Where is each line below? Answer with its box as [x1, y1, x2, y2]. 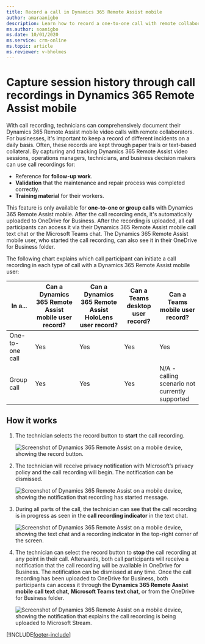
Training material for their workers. [15, 192, 105, 199]
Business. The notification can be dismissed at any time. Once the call [15, 568, 192, 575]
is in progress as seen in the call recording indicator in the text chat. [15, 512, 188, 519]
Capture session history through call [6, 75, 196, 89]
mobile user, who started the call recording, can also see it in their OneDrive [6, 237, 197, 244]
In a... [11, 301, 27, 310]
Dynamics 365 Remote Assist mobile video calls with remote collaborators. [6, 128, 194, 135]
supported [159, 395, 190, 403]
